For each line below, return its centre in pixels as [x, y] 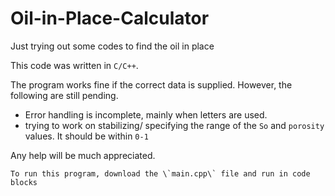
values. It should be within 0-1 [86, 136]
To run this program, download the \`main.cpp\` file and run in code [160, 173]
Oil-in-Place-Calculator [110, 18]
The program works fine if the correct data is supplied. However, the [151, 84]
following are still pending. [64, 95]
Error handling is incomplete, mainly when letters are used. [146, 114]
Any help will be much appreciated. [83, 155]
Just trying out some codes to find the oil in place [112, 46]
